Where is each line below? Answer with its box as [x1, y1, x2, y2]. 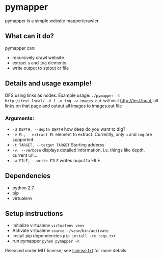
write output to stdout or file [12, 65, 69, 71]
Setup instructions [5, 209, 63, 218]
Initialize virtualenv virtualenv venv [12, 223, 84, 229]
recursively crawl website [12, 55, 64, 60]
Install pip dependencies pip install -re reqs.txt [12, 233, 116, 239]
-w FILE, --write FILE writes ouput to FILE [12, 157, 101, 163]
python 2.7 [12, 185, 34, 191]
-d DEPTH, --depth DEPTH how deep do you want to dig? [12, 126, 126, 132]
